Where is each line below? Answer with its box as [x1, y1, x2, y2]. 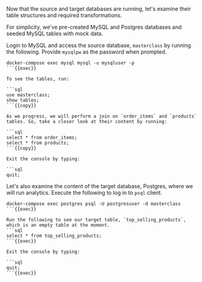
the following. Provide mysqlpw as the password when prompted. [6, 48, 167, 55]
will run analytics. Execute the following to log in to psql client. [6, 189, 162, 196]
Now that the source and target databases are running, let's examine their [6, 5, 192, 12]
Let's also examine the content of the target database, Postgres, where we [6, 183, 193, 189]
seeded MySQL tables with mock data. [6, 30, 103, 37]
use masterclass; [6, 92, 50, 98]
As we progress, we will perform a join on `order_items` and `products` [6, 113, 198, 119]
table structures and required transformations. [6, 12, 122, 19]
